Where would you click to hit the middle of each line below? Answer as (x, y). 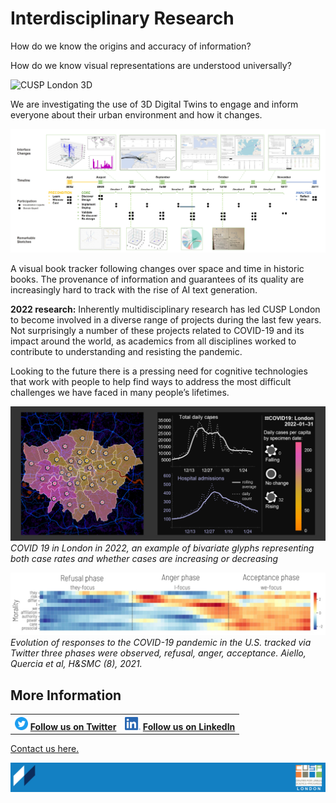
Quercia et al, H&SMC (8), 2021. (76, 664)
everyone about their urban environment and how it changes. (136, 114)
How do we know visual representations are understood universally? (151, 65)
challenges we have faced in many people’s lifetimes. (120, 393)
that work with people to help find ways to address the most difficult (151, 382)
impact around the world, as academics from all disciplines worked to (153, 341)
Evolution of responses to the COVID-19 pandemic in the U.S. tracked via (161, 643)
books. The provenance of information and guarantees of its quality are (157, 279)
